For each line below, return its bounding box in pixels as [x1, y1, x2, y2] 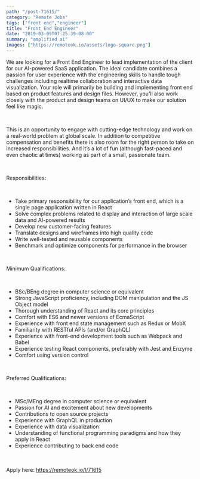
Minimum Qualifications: [6, 265, 66, 272]
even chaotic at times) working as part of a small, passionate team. [6, 151, 171, 158]
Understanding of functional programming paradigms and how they [14, 429, 181, 436]
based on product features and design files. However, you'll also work [6, 90, 179, 97]
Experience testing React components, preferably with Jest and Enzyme [14, 345, 193, 352]
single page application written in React [14, 203, 112, 211]
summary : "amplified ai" [6, 36, 68, 42]
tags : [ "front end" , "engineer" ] [6, 20, 87, 26]
